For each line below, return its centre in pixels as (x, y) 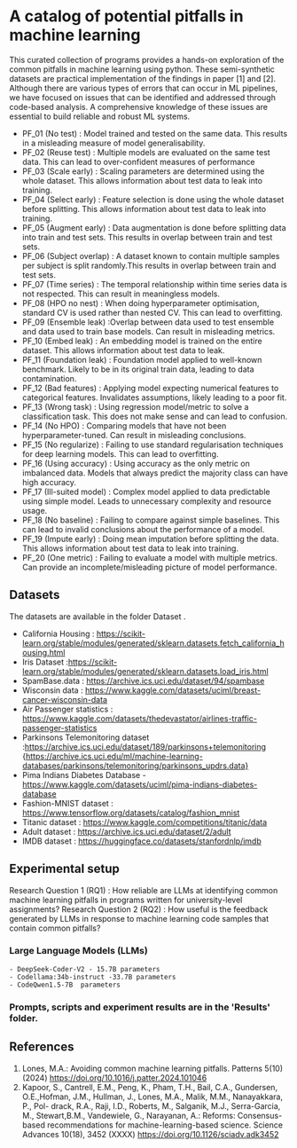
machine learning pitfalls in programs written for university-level (126, 900)
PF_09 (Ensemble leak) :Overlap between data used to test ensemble (148, 322)
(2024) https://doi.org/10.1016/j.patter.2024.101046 (114, 1077)
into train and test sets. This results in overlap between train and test (147, 237)
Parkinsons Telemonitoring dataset (86, 737)
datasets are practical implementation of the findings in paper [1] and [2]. (143, 78)
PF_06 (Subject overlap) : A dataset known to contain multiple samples (151, 256)
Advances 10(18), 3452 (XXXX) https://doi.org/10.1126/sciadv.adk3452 (150, 1134)
